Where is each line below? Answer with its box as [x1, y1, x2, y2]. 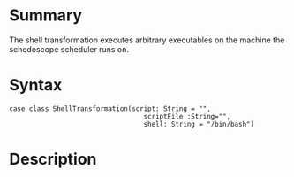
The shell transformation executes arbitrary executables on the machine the [9, 35, 285, 45]
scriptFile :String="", [143, 112, 231, 120]
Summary [9, 5, 82, 26]
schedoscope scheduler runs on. [9, 43, 130, 54]
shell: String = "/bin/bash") [143, 119, 254, 128]
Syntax [9, 75, 63, 96]
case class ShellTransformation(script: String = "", [9, 104, 212, 113]
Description [9, 150, 97, 169]
